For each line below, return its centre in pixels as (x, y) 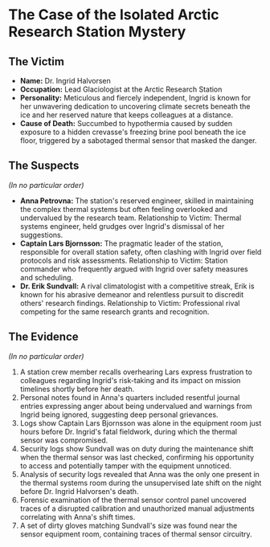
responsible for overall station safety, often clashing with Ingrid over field (141, 251)
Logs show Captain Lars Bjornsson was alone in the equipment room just (141, 422)
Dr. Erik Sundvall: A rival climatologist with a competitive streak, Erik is (137, 286)
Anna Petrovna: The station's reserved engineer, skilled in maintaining (137, 200)
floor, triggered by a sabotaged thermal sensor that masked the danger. (138, 141)
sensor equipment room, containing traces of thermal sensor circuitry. (136, 534)
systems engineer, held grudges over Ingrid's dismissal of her (122, 226)
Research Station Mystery (97, 32)
